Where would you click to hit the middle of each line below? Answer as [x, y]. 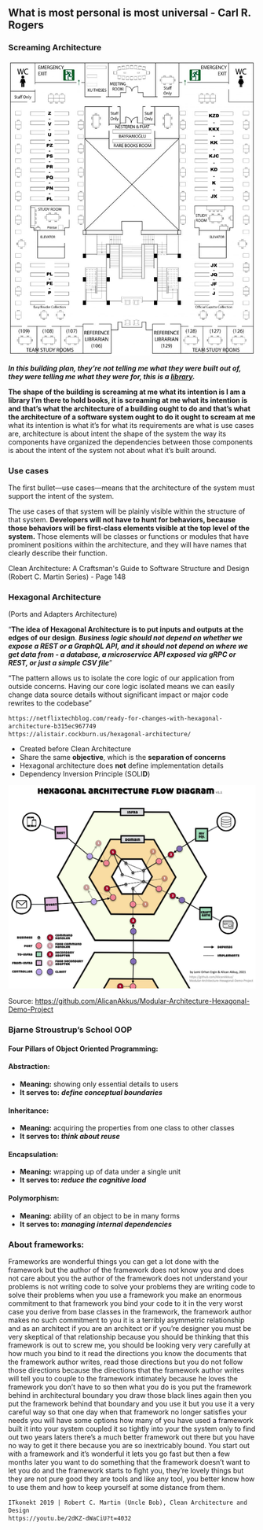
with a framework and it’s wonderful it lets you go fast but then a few [119, 1454]
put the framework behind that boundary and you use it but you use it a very [131, 1403]
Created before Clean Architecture [75, 749]
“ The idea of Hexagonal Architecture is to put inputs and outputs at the [126, 629]
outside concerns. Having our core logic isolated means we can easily [122, 687]
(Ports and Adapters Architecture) [63, 614]
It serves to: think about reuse [69, 1137]
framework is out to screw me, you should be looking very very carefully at [130, 1345]
